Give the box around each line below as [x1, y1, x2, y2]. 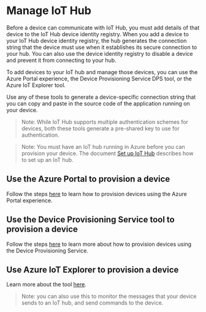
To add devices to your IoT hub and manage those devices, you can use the [6, 68, 198, 75]
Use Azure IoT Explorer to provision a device [6, 264, 179, 275]
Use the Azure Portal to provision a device [6, 174, 170, 185]
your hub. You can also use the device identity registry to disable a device [6, 50, 193, 57]
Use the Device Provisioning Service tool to [6, 215, 175, 225]
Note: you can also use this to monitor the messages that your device [21, 292, 197, 300]
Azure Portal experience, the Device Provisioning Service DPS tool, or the [6, 75, 192, 82]
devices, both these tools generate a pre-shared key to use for [21, 124, 180, 132]
